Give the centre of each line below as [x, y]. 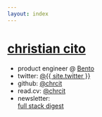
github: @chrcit [40, 83]
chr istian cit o [47, 48]
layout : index [28, 14]
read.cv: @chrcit [41, 91]
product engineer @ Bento [56, 68]
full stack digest [41, 106]
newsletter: [34, 98]
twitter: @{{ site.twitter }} [54, 75]
